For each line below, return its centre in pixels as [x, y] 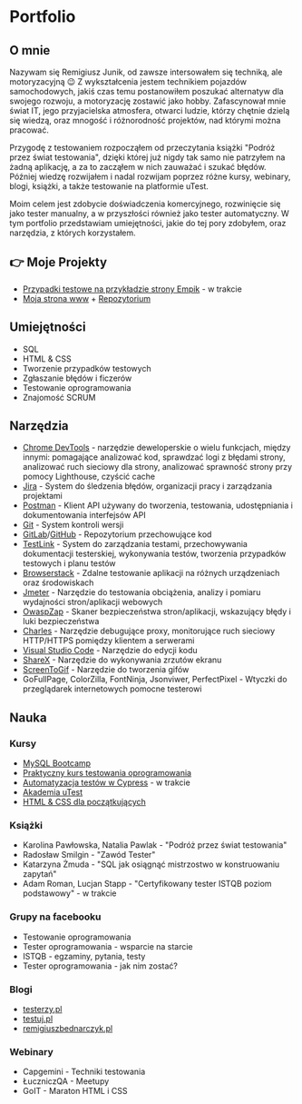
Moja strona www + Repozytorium [87, 298]
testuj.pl [38, 1019]
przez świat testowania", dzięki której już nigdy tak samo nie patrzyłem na [147, 157]
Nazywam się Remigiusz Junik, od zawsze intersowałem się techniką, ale [146, 72]
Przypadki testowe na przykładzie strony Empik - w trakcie [132, 289]
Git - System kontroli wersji [73, 525]
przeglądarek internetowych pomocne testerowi [112, 689]
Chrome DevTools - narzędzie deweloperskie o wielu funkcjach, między [156, 448]
